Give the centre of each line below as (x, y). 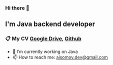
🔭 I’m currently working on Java (45, 51)
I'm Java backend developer (50, 24)
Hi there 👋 (17, 8)
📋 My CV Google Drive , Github (43, 38)
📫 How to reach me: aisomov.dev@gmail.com (60, 57)
